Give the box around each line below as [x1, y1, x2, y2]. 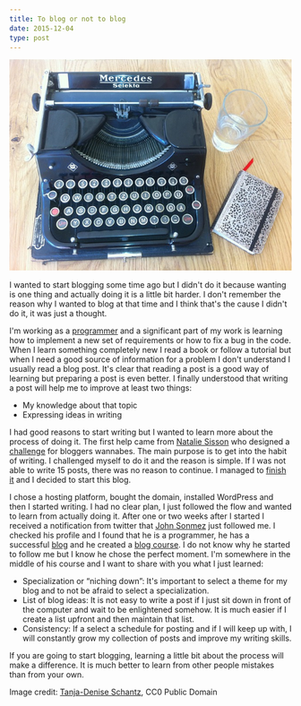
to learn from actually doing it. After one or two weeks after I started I [9, 511, 264, 521]
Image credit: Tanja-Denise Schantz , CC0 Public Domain [9, 686, 218, 697]
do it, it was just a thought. [9, 307, 107, 318]
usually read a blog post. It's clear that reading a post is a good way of [9, 363, 270, 374]
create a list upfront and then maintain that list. [21, 614, 195, 624]
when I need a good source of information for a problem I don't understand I [9, 354, 291, 365]
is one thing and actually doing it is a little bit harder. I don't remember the [9, 288, 281, 299]
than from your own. [9, 668, 85, 680]
